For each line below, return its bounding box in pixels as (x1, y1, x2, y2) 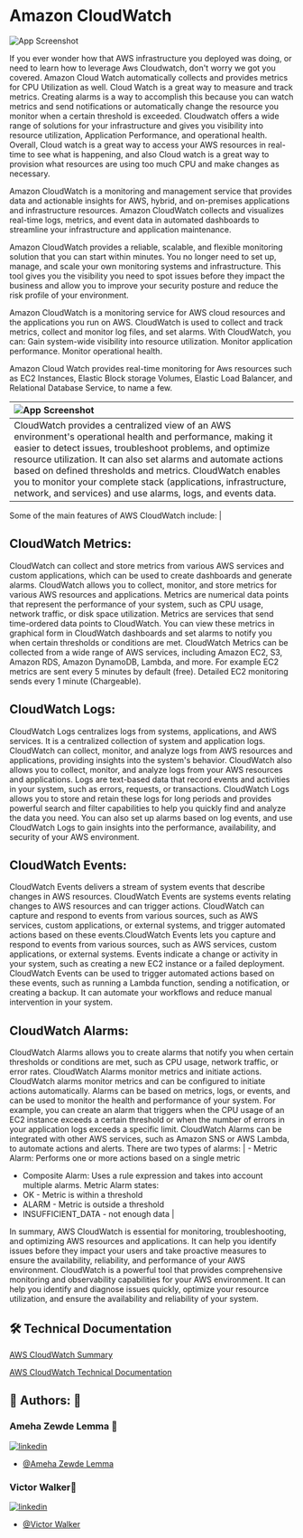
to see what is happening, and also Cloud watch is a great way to (27, 148, 270, 159)
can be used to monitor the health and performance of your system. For (9, 1095, 277, 1106)
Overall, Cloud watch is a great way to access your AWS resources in (9, 139, 266, 150)
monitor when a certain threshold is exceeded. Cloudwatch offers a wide (9, 110, 280, 121)
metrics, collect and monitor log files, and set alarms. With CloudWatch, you (9, 326, 291, 337)
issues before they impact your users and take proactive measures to (9, 1245, 267, 1257)
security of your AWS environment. (9, 831, 140, 842)
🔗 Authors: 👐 (9, 1393, 82, 1409)
